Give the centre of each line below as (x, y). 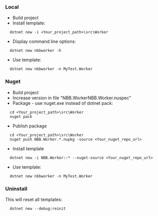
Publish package (29, 126)
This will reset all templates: (34, 199)
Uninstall (16, 189)
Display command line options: (44, 41)
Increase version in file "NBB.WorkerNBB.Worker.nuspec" (72, 98)
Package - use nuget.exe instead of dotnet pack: (63, 103)
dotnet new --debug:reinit (38, 209)
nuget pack (21, 116)
